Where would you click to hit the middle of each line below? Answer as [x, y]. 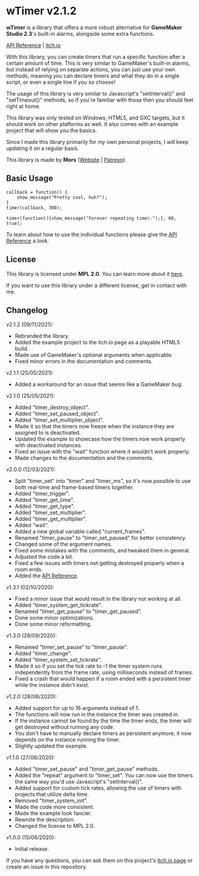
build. [22, 348]
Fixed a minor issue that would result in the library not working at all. [98, 599]
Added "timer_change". [43, 654]
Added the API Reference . [47, 576]
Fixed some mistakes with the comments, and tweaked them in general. [102, 551]
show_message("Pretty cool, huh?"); [62, 197]
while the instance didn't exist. [52, 685]
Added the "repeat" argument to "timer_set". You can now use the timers [104, 775]
